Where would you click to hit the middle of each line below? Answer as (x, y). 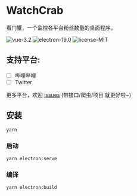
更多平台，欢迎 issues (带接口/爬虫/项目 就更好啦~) (69, 95)
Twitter (24, 82)
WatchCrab (35, 10)
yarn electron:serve (32, 158)
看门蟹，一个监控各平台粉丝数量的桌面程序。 (61, 27)
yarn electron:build (32, 188)
